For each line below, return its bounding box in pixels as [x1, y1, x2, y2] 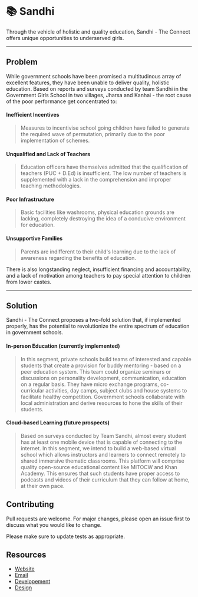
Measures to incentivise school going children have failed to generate [20, 124, 190, 131]
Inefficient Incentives [6, 111, 60, 118]
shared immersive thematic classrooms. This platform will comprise [20, 457, 184, 464]
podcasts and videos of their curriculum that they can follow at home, [20, 476, 190, 483]
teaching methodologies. [20, 182, 81, 189]
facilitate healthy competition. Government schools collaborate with [20, 393, 185, 400]
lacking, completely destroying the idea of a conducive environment [20, 215, 186, 222]
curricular [20, 387, 45, 394]
